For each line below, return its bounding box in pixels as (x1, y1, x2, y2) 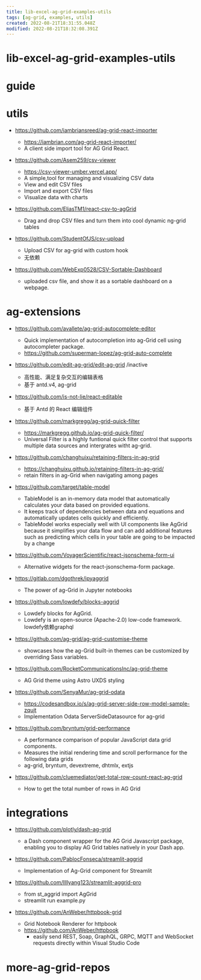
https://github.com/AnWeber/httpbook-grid (14, 908, 122, 916)
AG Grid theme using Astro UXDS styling (23, 677, 125, 684)
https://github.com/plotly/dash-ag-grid (14, 826, 111, 833)
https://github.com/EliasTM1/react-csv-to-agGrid (14, 205, 137, 212)
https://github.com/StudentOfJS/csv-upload (14, 235, 125, 242)
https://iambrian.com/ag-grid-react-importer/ (23, 138, 137, 145)
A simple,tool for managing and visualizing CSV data (23, 174, 155, 181)
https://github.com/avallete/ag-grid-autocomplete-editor (14, 324, 156, 332)
